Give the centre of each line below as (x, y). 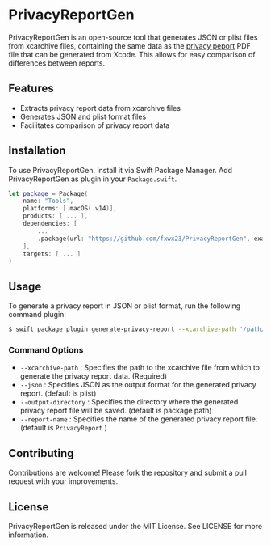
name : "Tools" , (48, 201)
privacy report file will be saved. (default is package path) (116, 411)
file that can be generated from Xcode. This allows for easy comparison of (132, 54)
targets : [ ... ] (52, 254)
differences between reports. (57, 63)
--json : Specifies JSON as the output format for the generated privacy (138, 385)
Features (31, 89)
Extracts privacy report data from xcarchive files (100, 108)
